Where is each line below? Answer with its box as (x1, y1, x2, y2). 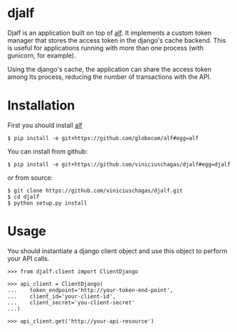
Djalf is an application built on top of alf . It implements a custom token (7, 28, 212, 37)
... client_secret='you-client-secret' (7, 299, 135, 306)
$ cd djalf (7, 193, 40, 200)
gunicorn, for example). (7, 51, 76, 60)
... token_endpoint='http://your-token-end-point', (7, 287, 174, 294)
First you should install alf (7, 121, 83, 129)
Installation (7, 97, 75, 114)
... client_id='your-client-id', (7, 293, 116, 300)
